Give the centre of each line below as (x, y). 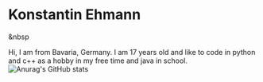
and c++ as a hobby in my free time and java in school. (98, 61)
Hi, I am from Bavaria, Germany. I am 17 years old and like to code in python (132, 52)
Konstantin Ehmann (75, 15)
